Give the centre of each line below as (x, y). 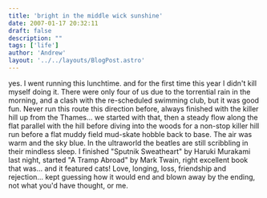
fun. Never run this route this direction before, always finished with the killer (133, 108)
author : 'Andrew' (37, 53)
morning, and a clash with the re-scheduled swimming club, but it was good (133, 100)
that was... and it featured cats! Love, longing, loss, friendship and (117, 168)
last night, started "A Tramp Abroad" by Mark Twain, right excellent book (128, 160)
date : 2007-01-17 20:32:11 (53, 23)
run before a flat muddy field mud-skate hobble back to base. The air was (130, 134)
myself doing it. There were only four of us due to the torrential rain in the (129, 91)
